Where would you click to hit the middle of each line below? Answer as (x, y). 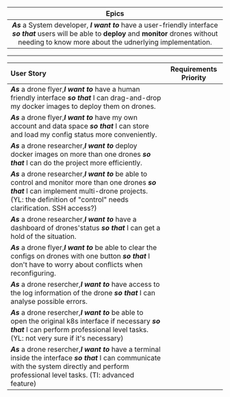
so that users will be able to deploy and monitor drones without (115, 34)
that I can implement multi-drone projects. (79, 191)
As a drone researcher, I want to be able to (79, 174)
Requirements (194, 69)
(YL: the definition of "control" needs (69, 200)
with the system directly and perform (70, 367)
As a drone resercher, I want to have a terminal (86, 349)
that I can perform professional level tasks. (80, 330)
